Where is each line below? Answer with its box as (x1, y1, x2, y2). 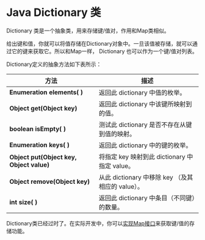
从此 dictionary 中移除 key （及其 (98, 173, 193, 181)
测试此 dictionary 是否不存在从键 (98, 120, 192, 129)
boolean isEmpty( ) (9, 125, 66, 133)
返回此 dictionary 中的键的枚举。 (98, 141, 192, 150)
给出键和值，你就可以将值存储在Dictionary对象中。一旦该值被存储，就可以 (6, 40, 193, 47)
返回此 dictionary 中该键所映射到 (98, 100, 192, 108)
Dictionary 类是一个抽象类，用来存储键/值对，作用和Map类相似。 (6, 27, 170, 34)
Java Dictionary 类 (6, 5, 101, 20)
